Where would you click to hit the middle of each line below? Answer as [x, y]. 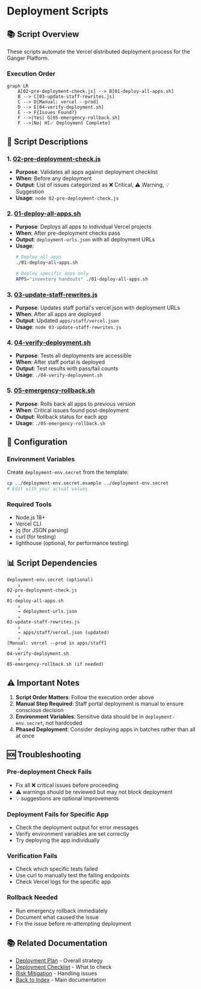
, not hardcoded [62, 723]
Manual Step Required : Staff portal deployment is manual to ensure [100, 704]
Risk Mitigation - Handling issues [56, 973]
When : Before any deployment [54, 178]
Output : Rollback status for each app [61, 416]
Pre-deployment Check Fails [49, 772]
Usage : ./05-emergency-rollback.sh [60, 423]
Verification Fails [32, 856]
